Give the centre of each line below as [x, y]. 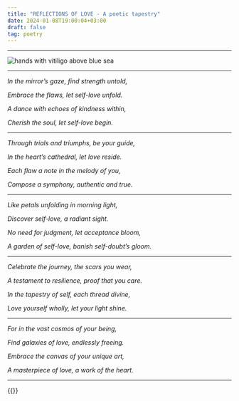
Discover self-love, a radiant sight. [58, 219]
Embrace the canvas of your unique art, [66, 356]
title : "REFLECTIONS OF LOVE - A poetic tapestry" [84, 14]
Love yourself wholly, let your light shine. [67, 308]
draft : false [27, 27]
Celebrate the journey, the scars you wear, [70, 267]
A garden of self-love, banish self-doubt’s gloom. [80, 246]
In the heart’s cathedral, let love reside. [65, 157]
